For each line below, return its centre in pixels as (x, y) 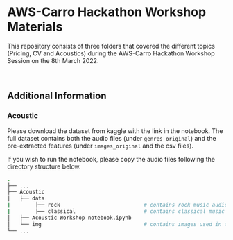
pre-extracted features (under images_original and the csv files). (101, 146)
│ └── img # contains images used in (114, 224)
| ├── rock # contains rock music (108, 205)
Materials (35, 27)
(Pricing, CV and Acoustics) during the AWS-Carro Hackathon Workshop (111, 53)
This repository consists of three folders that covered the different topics (111, 46)
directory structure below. (44, 166)
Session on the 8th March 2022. (53, 60)
